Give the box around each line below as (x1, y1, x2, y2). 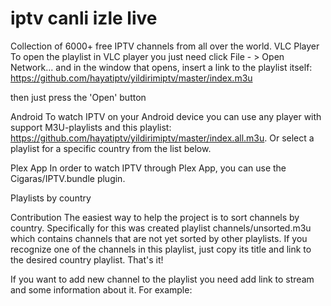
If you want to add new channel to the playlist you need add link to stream (10, 273, 315, 285)
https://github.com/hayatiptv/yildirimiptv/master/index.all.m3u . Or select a (10, 132, 315, 144)
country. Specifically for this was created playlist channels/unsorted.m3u (10, 222, 312, 234)
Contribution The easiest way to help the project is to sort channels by (10, 211, 300, 223)
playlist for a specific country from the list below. (10, 142, 212, 154)
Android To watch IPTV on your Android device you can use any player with (10, 110, 322, 122)
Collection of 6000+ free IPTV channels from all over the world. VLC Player (10, 40, 320, 52)
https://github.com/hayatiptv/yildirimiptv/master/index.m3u (10, 72, 253, 84)
